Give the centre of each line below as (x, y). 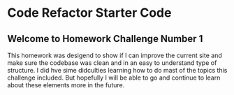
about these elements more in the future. (66, 85)
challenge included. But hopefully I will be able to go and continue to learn (114, 78)
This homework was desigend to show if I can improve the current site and (115, 55)
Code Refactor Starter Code (89, 13)
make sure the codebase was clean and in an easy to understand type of (112, 63)
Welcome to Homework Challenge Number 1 (105, 39)
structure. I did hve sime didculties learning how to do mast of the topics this (117, 70)
